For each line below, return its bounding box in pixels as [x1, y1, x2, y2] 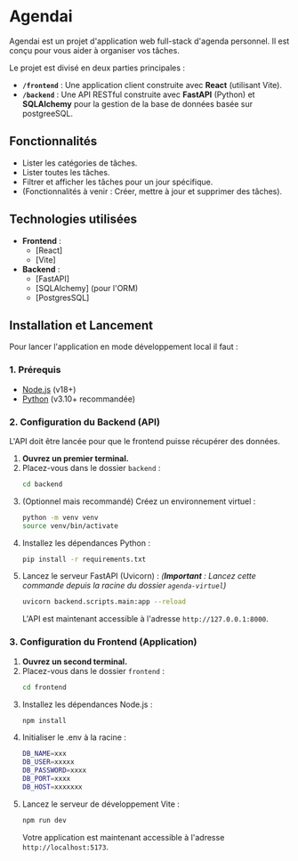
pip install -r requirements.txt [21, 555, 147, 564]
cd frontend [21, 683, 67, 692]
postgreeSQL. [21, 108, 74, 118]
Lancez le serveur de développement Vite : [21, 799, 181, 809]
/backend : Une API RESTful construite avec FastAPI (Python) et [21, 89, 255, 100]
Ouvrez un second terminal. [21, 656, 128, 667]
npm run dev [21, 816, 67, 824]
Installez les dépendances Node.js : [21, 699, 153, 710]
